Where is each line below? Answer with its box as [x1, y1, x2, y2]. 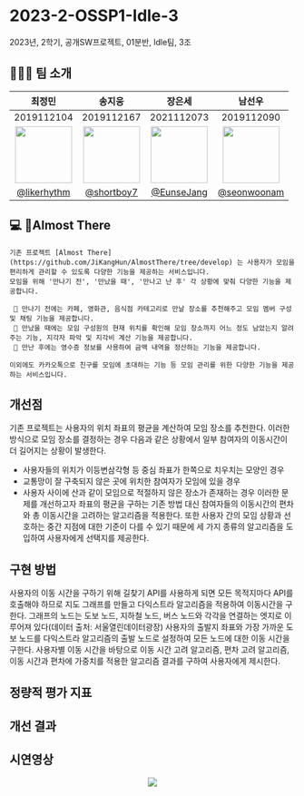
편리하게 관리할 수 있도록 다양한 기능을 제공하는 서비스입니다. [9, 267, 211, 277]
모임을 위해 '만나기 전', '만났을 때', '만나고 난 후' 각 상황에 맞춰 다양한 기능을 [9, 277, 281, 286]
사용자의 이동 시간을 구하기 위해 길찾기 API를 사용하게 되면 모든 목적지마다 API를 [9, 587, 294, 599]
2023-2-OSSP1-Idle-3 [9, 5, 179, 26]
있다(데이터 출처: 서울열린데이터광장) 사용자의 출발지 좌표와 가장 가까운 [33, 622, 284, 633]
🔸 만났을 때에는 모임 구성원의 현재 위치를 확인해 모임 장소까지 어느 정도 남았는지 [13, 323, 279, 332]
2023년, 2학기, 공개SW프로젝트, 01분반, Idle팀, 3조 [9, 36, 192, 47]
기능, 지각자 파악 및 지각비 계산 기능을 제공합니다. [25, 333, 193, 342]
